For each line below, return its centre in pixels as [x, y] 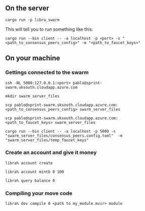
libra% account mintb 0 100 [35, 172]
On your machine [33, 58]
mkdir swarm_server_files [32, 96]
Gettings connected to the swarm [47, 72]
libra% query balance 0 [30, 180]
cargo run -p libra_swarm [32, 20]
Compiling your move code [39, 193]
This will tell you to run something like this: [49, 29]
